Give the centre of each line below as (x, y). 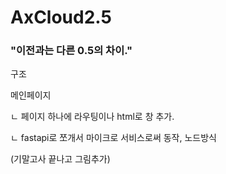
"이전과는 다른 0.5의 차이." (71, 51)
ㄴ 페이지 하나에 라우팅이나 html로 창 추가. (92, 117)
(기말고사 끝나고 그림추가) (60, 159)
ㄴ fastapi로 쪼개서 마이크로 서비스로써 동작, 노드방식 (113, 138)
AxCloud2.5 (61, 17)
